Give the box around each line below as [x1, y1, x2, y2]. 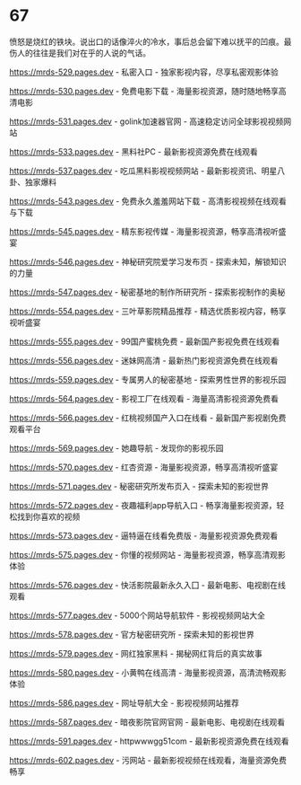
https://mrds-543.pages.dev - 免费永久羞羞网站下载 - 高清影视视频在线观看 [9, 195, 287, 207]
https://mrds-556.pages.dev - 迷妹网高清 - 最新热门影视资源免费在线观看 [9, 355, 279, 366]
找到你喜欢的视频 [16, 511, 81, 522]
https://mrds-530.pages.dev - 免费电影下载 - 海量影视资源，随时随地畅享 [9, 85, 279, 96]
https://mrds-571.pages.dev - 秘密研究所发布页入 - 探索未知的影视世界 [9, 481, 269, 491]
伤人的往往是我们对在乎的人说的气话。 [9, 47, 150, 58]
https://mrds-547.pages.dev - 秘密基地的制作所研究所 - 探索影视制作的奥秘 [9, 287, 286, 297]
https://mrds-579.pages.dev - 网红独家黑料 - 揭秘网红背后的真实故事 [9, 648, 262, 658]
